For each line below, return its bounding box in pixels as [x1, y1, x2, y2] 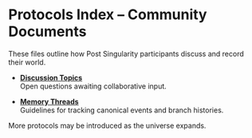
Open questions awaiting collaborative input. [19, 81, 167, 91]
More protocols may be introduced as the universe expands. [8, 120, 207, 130]
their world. [8, 57, 46, 67]
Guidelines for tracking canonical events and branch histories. [19, 105, 224, 115]
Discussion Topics [19, 73, 83, 82]
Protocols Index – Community [8, 6, 207, 24]
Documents [8, 22, 87, 41]
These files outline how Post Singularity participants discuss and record [8, 49, 245, 58]
